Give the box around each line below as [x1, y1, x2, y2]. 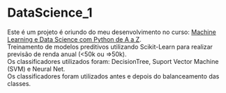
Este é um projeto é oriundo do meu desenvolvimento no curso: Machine [7, 28, 216, 36]
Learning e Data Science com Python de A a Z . [7, 35, 142, 43]
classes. [7, 79, 31, 87]
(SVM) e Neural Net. [7, 65, 66, 73]
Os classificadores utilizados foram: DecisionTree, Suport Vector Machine [7, 57, 219, 65]
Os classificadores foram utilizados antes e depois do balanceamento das [7, 71, 220, 81]
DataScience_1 [7, 5, 93, 21]
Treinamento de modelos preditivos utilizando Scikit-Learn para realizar [7, 42, 213, 51]
